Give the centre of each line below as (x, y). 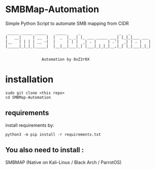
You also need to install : (44, 150)
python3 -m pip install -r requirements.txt (53, 134)
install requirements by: (30, 125)
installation (29, 79)
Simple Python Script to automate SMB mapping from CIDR (67, 23)
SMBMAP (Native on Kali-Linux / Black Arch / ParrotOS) (64, 162)
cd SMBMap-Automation (28, 97)
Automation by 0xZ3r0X (66, 59)
